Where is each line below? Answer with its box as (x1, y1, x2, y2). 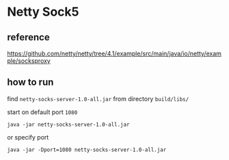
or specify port (7, 133, 49, 141)
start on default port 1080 (7, 107, 78, 116)
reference (7, 31, 50, 43)
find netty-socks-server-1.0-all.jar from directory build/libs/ (7, 94, 189, 103)
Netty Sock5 (7, 4, 79, 20)
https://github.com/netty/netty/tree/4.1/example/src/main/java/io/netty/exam (7, 49, 222, 57)
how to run (7, 77, 54, 88)
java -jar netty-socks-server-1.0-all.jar (7, 121, 130, 128)
